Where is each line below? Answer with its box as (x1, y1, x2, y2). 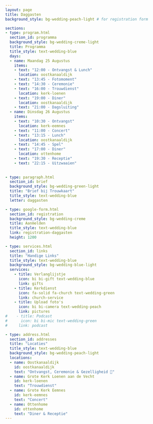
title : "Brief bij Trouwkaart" (9, 189, 75, 194)
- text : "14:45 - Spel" (14, 142, 64, 147)
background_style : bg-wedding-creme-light (9, 40, 99, 45)
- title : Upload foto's (14, 300, 64, 305)
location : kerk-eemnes (18, 123, 66, 128)
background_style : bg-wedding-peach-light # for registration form (5, 17, 149, 22)
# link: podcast (5, 323, 48, 328)
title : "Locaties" (9, 341, 48, 346)
